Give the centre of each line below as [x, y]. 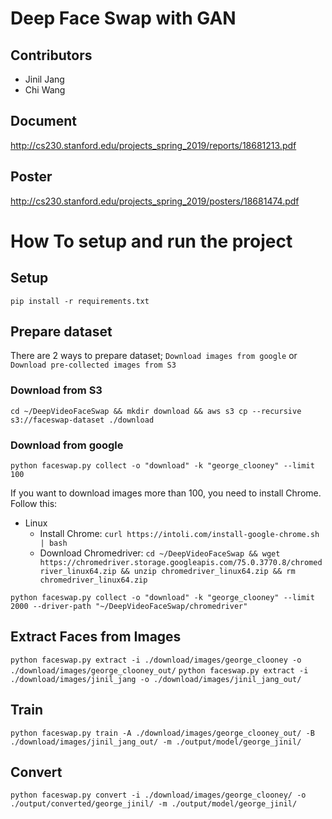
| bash [53, 543]
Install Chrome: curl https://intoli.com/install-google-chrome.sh [179, 534]
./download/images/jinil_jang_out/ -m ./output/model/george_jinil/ [156, 742]
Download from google [67, 445]
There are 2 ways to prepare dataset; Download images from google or [154, 356]
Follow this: [34, 504]
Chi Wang [45, 90]
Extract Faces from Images [96, 637]
